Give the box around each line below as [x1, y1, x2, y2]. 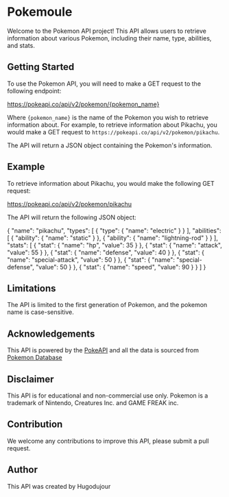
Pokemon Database [7, 354, 63, 362]
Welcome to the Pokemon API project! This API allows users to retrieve [7, 27, 207, 35]
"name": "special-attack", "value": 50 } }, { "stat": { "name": [7, 255, 176, 264]
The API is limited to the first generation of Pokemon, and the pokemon [7, 301, 208, 309]
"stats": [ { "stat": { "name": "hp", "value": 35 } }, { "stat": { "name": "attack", [7, 241, 223, 249]
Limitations [7, 282, 56, 294]
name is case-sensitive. [7, 308, 74, 316]
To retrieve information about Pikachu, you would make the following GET [7, 179, 215, 187]
